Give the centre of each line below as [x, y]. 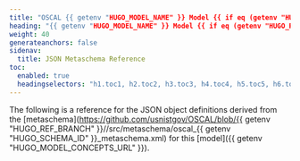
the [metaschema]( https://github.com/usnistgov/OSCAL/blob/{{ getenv [140, 119]
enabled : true [43, 76]
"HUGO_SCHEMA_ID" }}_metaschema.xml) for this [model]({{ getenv [136, 138]
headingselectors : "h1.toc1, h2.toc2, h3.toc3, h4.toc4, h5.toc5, [143, 84]
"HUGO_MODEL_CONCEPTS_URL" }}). [79, 148]
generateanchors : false [54, 42]
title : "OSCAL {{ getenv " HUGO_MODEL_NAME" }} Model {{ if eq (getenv [143, 17]
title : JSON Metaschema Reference [81, 59]
